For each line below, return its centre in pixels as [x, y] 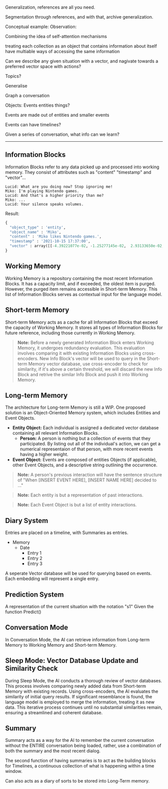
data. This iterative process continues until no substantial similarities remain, [84, 707]
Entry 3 [35, 564]
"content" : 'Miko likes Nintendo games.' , [55, 237]
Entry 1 [34, 553]
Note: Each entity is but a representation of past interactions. [80, 495]
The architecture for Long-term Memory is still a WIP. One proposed [75, 407]
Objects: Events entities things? [37, 105]
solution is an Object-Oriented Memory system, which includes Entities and [83, 413]
